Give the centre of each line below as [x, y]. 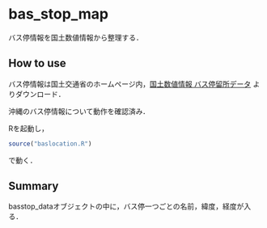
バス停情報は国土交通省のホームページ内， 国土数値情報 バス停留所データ [130, 84]
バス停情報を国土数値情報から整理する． [76, 37]
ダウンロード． [40, 94]
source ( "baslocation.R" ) [50, 144]
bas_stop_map [59, 14]
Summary [34, 186]
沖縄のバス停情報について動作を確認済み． [79, 111]
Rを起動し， [29, 128]
